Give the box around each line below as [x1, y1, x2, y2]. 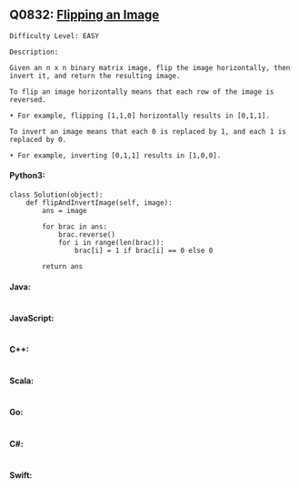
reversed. [9, 95, 47, 104]
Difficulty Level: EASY [9, 31, 100, 40]
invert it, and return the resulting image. [9, 71, 181, 80]
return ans [42, 262, 84, 271]
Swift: [9, 469, 33, 481]
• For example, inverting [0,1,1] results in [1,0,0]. [9, 150, 222, 160]
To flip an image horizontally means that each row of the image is [9, 86, 274, 97]
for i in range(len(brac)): [57, 239, 165, 248]
